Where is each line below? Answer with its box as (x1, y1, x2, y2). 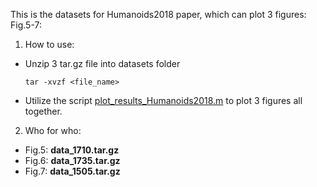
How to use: (24, 39, 75, 50)
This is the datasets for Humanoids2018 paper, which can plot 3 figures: (10, 9, 307, 20)
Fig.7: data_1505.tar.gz (24, 165, 121, 177)
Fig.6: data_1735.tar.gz (24, 155, 121, 166)
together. (24, 105, 63, 117)
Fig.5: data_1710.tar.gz (24, 144, 120, 156)
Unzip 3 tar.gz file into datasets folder (24, 58, 181, 69)
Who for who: (24, 125, 82, 136)
